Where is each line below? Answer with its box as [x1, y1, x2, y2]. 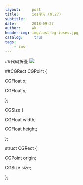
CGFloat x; [5, 78, 27, 84]
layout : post [5, 7, 41, 12]
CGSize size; [5, 164, 31, 170]
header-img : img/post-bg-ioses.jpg [5, 30, 79, 35]
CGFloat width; [5, 116, 36, 122]
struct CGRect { [5, 145, 37, 151]
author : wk [5, 26, 37, 31]
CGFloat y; [5, 87, 27, 93]
